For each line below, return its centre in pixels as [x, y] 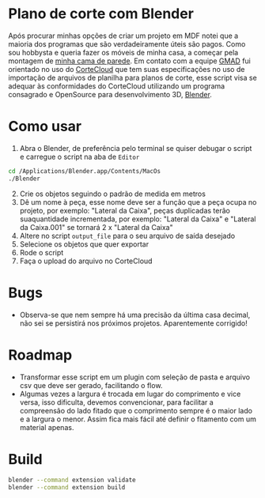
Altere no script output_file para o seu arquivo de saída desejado [127, 236]
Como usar [45, 126]
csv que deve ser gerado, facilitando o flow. [91, 385]
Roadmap [40, 355]
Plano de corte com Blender [101, 14]
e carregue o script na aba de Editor [79, 157]
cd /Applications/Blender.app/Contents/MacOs [84, 171]
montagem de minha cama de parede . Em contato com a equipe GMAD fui [129, 61]
